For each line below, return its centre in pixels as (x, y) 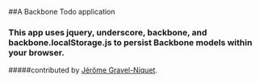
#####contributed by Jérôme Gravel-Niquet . (83, 70)
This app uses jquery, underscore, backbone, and (108, 32)
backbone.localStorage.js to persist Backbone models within (130, 42)
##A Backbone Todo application (62, 12)
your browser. (36, 52)
